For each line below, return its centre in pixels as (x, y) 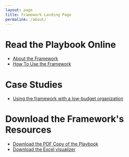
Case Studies (34, 85)
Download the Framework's (65, 119)
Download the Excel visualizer (44, 149)
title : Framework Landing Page (38, 15)
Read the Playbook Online (61, 44)
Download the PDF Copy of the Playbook (55, 144)
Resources (28, 130)
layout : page (19, 10)
